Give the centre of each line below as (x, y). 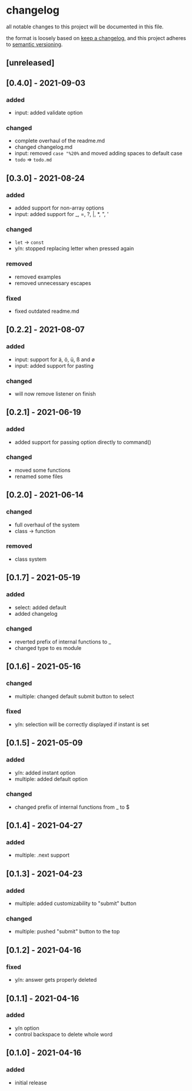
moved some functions (42, 470)
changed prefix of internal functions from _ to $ (72, 807)
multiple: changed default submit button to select (74, 696)
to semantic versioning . (34, 44)
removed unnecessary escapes (53, 283)
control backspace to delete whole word (64, 1034)
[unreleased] (30, 63)
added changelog (36, 613)
